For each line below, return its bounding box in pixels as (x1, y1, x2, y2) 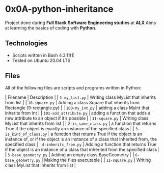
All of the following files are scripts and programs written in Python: (5, 85, 141, 90)
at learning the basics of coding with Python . (5, 25, 97, 30)
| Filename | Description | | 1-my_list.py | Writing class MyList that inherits (5, 94, 156, 100)
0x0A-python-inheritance (5, 3, 114, 15)
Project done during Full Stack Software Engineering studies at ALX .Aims (5, 20, 156, 26)
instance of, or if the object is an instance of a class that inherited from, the (5, 136, 157, 142)
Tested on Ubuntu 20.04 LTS (12, 58, 71, 63)
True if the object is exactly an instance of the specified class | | (5, 125, 135, 131)
